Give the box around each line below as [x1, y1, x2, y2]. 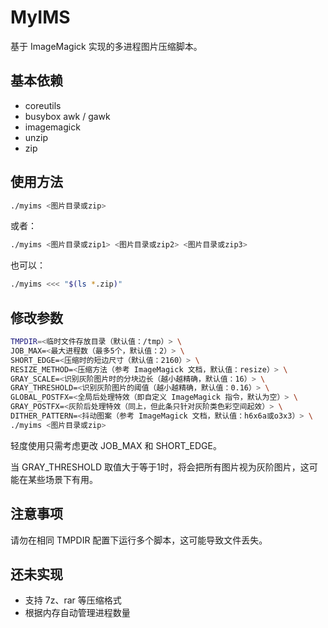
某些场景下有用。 [27, 473, 98, 485]
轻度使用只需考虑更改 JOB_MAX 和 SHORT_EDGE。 [10, 439, 222, 451]
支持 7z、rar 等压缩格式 [24, 594, 122, 606]
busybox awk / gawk [24, 110, 111, 122]
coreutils [24, 99, 62, 111]
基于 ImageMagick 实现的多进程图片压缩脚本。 [10, 40, 203, 52]
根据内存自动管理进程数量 [24, 607, 131, 619]
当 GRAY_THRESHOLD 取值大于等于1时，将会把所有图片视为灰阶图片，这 [10, 461, 310, 473]
